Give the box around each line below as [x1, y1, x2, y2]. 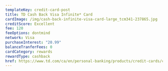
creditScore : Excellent [5, 21, 55, 26]
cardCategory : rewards [5, 49, 52, 54]
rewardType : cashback [5, 53, 50, 59]
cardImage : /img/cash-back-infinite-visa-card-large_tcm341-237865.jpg [5, 16, 157, 21]
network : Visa [5, 35, 35, 40]
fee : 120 [5, 26, 23, 31]
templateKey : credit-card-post [5, 7, 70, 12]
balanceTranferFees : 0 [5, 44, 52, 49]
